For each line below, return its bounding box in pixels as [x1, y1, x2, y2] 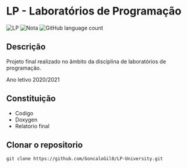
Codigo [14, 109, 34, 117]
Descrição [6, 42, 46, 52]
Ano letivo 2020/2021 [6, 76, 60, 83]
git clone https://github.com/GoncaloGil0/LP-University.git [6, 156, 163, 162]
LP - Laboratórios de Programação [6, 4, 182, 18]
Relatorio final [14, 122, 50, 129]
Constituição [6, 94, 56, 104]
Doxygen [14, 116, 38, 123]
